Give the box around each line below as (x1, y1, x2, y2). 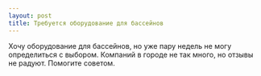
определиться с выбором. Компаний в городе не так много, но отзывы (8, 50, 254, 59)
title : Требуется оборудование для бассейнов (8, 19, 164, 27)
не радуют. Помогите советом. (8, 58, 115, 68)
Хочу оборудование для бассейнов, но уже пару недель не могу (8, 41, 232, 50)
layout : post (8, 11, 52, 20)
